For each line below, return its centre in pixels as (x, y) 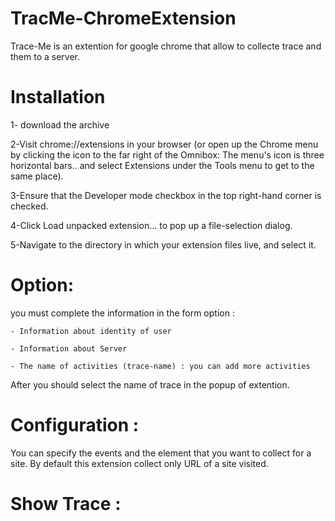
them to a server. (45, 56)
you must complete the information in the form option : (122, 313)
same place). (37, 176)
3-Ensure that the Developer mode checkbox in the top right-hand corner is (166, 195)
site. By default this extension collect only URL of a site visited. (139, 463)
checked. (29, 206)
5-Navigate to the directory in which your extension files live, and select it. (163, 244)
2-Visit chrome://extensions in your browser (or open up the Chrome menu (164, 144)
